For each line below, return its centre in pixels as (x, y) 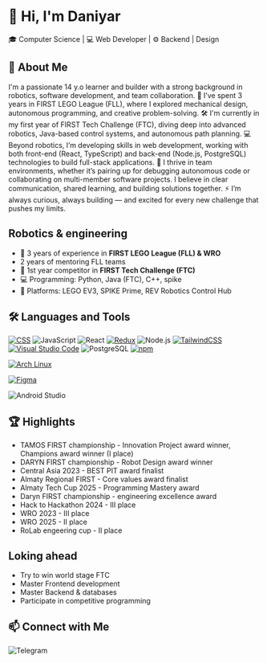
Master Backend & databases (69, 592)
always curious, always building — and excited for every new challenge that (133, 199)
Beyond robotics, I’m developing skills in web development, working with (128, 145)
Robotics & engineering (68, 233)
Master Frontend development (70, 583)
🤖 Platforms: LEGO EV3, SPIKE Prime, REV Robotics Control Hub (125, 291)
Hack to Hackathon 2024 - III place (78, 505)
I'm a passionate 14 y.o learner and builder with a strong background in (125, 87)
